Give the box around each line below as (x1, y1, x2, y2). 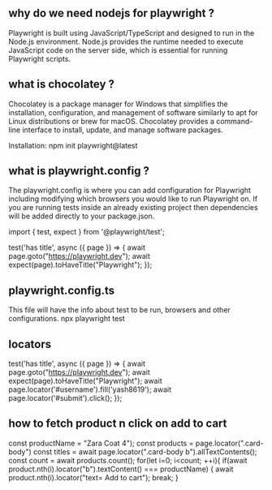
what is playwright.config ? (8, 164, 150, 178)
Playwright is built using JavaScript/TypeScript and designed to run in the (8, 28, 255, 37)
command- (216, 116, 253, 126)
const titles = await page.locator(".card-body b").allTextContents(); (33, 446, 257, 457)
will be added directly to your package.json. (8, 211, 155, 221)
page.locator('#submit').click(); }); (8, 393, 123, 403)
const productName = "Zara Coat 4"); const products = (8, 438, 194, 448)
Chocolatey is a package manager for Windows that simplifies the (8, 99, 229, 109)
